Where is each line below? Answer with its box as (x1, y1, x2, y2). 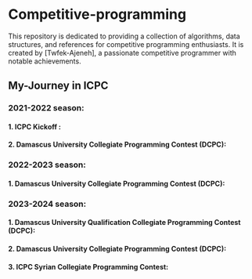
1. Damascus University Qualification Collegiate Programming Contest (8, 218, 241, 227)
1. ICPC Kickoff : (8, 121, 61, 131)
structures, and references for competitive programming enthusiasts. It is (8, 39, 244, 49)
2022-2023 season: (8, 159, 86, 170)
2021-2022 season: (8, 103, 85, 114)
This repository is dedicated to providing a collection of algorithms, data (8, 31, 240, 41)
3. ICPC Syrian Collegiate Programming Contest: (8, 262, 169, 271)
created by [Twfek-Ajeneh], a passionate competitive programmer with (8, 48, 237, 57)
